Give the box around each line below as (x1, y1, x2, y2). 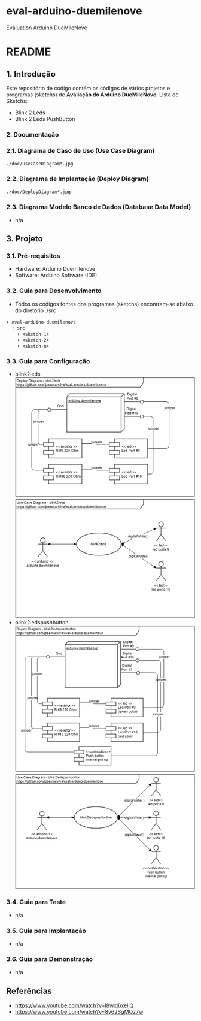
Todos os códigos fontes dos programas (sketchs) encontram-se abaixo (14, 300, 193, 307)
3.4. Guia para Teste (6, 898, 66, 906)
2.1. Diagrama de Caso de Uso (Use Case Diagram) (6, 146, 155, 155)
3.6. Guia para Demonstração (6, 955, 93, 963)
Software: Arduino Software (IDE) (14, 271, 98, 279)
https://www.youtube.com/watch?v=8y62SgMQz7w (14, 1008, 144, 1016)
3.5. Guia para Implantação (6, 926, 87, 935)
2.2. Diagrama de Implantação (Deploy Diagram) (6, 175, 149, 183)
